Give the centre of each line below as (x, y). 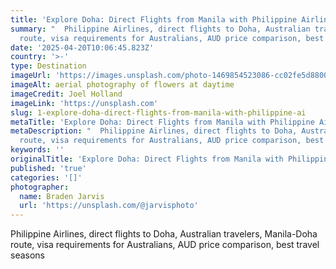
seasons (27, 255)
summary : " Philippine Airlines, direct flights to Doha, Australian (160, 29)
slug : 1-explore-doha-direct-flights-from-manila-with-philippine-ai (158, 112)
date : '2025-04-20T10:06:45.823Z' (82, 47)
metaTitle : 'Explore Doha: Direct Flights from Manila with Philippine (162, 122)
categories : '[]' (46, 177)
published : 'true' (48, 168)
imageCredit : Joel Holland (66, 94)
